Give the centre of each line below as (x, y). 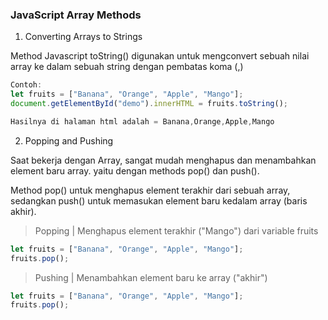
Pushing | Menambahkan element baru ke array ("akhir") (151, 277)
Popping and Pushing (69, 140)
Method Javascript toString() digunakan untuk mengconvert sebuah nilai (160, 56)
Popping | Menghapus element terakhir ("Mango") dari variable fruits (176, 230)
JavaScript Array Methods (76, 15)
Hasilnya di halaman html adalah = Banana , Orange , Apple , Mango (142, 121)
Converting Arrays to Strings (83, 37)
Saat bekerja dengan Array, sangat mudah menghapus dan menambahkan (163, 160)
